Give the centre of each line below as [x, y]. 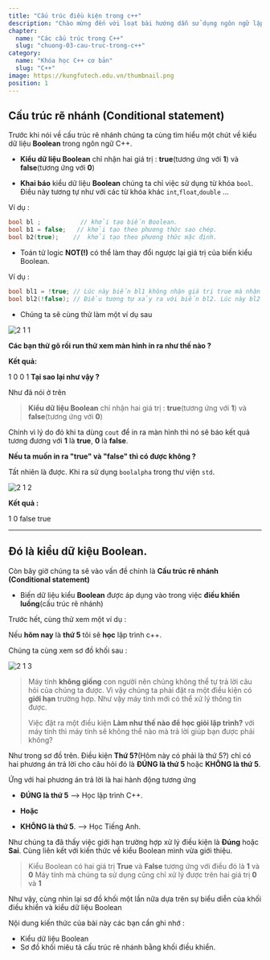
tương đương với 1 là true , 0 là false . [68, 440]
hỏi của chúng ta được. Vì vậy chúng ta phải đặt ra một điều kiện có [140, 690]
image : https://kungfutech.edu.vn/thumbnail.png [91, 76]
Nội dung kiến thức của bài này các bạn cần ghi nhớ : [96, 923]
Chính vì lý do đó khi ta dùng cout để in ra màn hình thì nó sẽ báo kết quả [129, 432]
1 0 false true [30, 518]
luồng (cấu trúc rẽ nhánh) [61, 604]
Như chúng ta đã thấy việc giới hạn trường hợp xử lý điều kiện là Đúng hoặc [134, 842]
